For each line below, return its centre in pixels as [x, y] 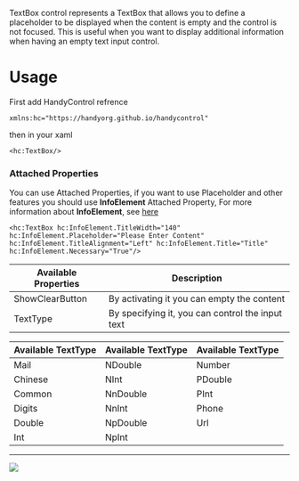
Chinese [31, 379]
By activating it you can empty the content [197, 299]
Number [214, 365]
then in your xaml [41, 135]
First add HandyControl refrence [69, 102]
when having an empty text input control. [85, 41]
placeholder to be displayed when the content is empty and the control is [143, 22]
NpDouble [126, 423]
